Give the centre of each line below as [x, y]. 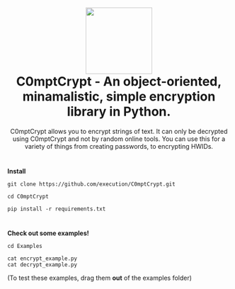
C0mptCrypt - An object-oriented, [119, 82]
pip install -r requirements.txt [57, 209]
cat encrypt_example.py [42, 259]
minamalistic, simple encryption [119, 97]
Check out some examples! [48, 233]
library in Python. [119, 112]
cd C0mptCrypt [28, 197]
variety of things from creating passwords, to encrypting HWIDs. [119, 146]
